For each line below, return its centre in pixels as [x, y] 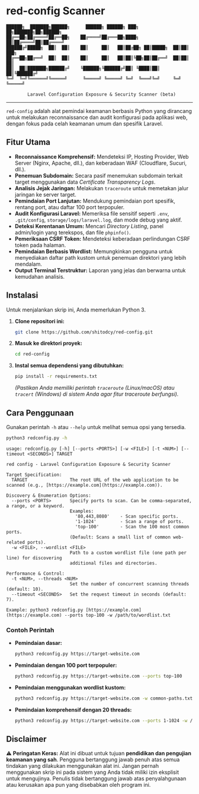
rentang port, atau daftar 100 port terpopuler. [70, 207]
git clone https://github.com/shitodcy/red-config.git [84, 332]
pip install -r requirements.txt [56, 376]
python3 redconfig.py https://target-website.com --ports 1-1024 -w [101, 720]
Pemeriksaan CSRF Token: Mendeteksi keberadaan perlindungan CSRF [102, 238]
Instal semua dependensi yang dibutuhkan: [69, 366]
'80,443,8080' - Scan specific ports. [127, 516]
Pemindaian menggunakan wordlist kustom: [70, 687]
